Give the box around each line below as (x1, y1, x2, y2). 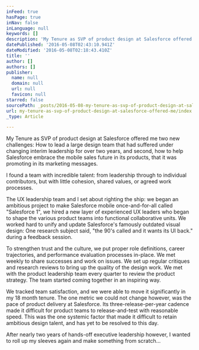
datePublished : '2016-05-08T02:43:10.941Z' (6, 42, 115, 48)
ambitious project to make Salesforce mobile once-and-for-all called (6, 202, 173, 209)
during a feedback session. (6, 234, 73, 241)
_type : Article (6, 113, 44, 119)
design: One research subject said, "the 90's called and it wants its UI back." (6, 227, 193, 234)
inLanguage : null (6, 25, 49, 31)
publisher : (6, 69, 33, 75)
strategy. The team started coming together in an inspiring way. (6, 276, 161, 284)
